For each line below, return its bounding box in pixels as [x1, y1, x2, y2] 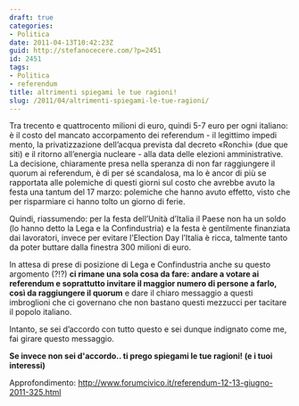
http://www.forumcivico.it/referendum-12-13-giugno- [78, 377, 274, 388]
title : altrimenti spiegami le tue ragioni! [9, 87, 178, 96]
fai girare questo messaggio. [9, 334, 114, 344]
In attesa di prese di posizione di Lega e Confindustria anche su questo [9, 260, 270, 270]
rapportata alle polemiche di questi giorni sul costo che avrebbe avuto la [9, 178, 275, 188]
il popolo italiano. [9, 307, 72, 318]
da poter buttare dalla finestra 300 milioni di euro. [9, 242, 192, 253]
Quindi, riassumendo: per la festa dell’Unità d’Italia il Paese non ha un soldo [9, 213, 287, 224]
